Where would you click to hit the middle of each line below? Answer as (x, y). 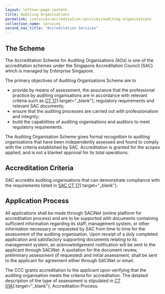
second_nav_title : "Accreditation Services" (52, 28)
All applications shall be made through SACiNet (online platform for (74, 213)
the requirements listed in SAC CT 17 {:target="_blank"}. (61, 185)
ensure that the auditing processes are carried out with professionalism (85, 111)
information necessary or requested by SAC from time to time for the (75, 228)
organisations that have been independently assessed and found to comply (82, 142)
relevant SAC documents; (38, 106)
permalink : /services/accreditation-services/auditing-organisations (79, 19)
